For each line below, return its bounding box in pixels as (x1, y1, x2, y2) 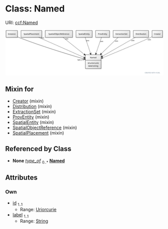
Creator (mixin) (12, 98, 44, 104)
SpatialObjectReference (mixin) (12, 124, 77, 130)
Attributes (5, 173, 38, 182)
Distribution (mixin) (12, 103, 52, 109)
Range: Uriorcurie (20, 206, 57, 212)
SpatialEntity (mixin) (12, 119, 54, 125)
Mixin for (5, 85, 34, 93)
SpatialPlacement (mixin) (12, 130, 64, 136)
